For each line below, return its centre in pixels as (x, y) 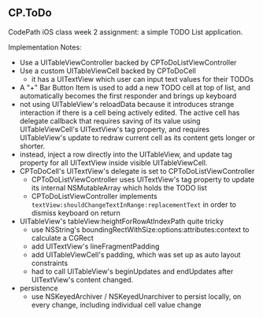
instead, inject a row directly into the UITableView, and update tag (126, 154)
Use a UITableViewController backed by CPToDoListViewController (128, 62)
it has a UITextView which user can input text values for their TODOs (143, 79)
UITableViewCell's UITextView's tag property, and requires (115, 129)
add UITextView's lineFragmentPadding (95, 246)
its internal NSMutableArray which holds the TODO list (119, 187)
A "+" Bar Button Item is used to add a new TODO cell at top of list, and (135, 87)
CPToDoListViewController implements (94, 196)
